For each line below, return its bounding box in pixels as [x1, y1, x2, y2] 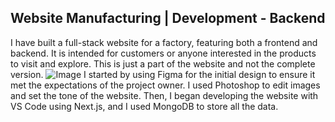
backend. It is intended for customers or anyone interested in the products [10, 47, 317, 59]
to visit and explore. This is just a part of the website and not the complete [10, 57, 316, 70]
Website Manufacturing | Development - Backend [10, 10, 326, 27]
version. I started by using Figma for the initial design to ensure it [10, 68, 316, 80]
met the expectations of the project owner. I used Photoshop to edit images [10, 79, 321, 91]
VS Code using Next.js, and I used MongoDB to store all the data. [10, 100, 279, 112]
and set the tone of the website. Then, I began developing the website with [10, 89, 319, 101]
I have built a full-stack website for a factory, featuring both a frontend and [10, 36, 318, 48]
